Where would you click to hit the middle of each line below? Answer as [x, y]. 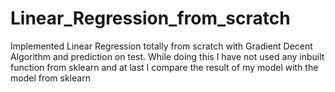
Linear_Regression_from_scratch [150, 18]
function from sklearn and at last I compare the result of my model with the [164, 67]
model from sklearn [50, 78]
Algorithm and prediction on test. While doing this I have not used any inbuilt [167, 56]
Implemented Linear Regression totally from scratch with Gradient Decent [161, 46]
